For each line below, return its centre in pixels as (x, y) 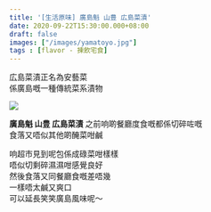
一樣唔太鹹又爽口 (41, 187)
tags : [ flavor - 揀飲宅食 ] (59, 51)
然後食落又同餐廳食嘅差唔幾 (60, 176)
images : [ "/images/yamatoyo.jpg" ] (73, 42)
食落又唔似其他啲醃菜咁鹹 (56, 135)
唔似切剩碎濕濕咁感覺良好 (56, 165)
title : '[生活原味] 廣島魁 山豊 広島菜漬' (80, 17)
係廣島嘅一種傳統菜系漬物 (56, 88)
